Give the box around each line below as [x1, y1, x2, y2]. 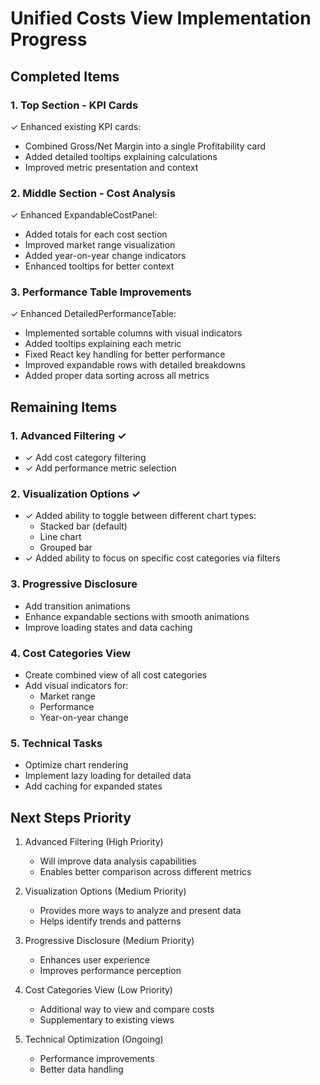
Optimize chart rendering [24, 759, 129, 771]
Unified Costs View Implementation [10, 7, 312, 30]
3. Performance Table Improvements [10, 285, 192, 299]
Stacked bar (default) [39, 520, 128, 532]
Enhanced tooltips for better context [24, 260, 175, 272]
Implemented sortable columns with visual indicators [24, 327, 243, 339]
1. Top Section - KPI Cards [10, 98, 139, 112]
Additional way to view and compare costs [39, 1003, 215, 1016]
